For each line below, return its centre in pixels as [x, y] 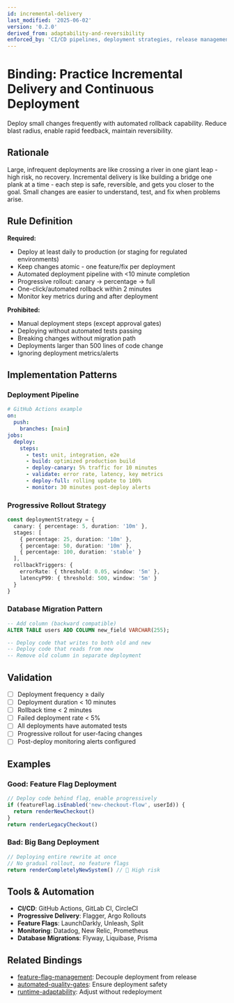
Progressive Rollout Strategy [57, 505]
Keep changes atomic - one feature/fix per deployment [96, 266]
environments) [38, 259]
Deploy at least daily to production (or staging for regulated [102, 252]
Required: [22, 238]
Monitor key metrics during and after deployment [88, 296]
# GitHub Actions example [45, 410]
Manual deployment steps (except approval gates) [89, 323]
